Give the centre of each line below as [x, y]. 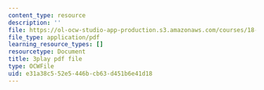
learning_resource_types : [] [56, 45]
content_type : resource [47, 15]
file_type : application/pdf [54, 37]
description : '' [35, 23]
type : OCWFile [31, 67]
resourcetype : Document [47, 52]
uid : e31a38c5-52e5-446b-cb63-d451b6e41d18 [81, 74]
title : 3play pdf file [45, 59]
